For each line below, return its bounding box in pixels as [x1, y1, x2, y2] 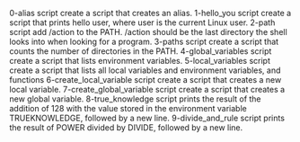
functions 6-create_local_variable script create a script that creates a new [9, 75, 282, 84]
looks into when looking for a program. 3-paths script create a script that [9, 36, 279, 47]
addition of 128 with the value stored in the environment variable [9, 103, 247, 113]
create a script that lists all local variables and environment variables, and [9, 65, 281, 75]
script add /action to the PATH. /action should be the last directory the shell [9, 27, 287, 37]
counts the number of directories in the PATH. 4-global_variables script [9, 46, 272, 57]
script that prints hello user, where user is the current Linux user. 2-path [9, 17, 276, 28]
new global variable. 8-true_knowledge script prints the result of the [9, 93, 262, 104]
